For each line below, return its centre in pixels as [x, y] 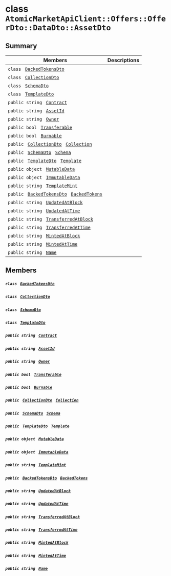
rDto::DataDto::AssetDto [58, 28]
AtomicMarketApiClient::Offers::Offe [86, 19]
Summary [21, 46]
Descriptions [123, 60]
